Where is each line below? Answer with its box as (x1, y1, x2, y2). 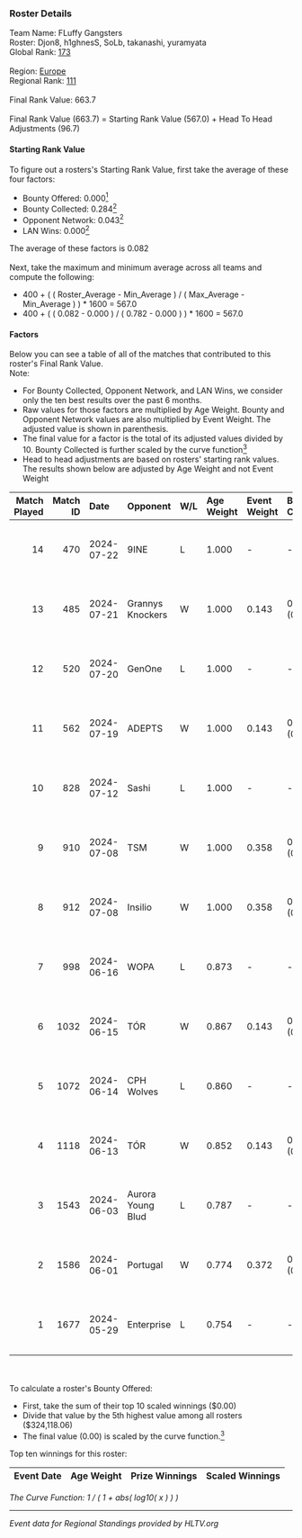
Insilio (127, 901, 153, 913)
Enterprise (127, 1318, 172, 1330)
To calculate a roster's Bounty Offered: (9, 1382, 153, 1393)
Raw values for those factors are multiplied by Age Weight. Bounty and (22, 404, 285, 416)
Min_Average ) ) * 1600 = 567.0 (22, 299, 138, 310)
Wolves (127, 1085, 159, 1098)
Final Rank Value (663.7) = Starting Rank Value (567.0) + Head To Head (9, 113, 272, 124)
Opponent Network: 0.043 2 (22, 212, 124, 225)
